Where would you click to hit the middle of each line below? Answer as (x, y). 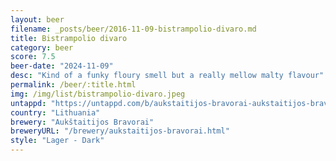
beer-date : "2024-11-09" (62, 66)
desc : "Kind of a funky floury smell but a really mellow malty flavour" (167, 76)
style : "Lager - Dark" (57, 141)
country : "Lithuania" (55, 112)
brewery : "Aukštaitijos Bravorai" (82, 122)
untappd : (28, 103)
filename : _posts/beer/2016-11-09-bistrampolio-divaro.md (133, 29)
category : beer (42, 47)
